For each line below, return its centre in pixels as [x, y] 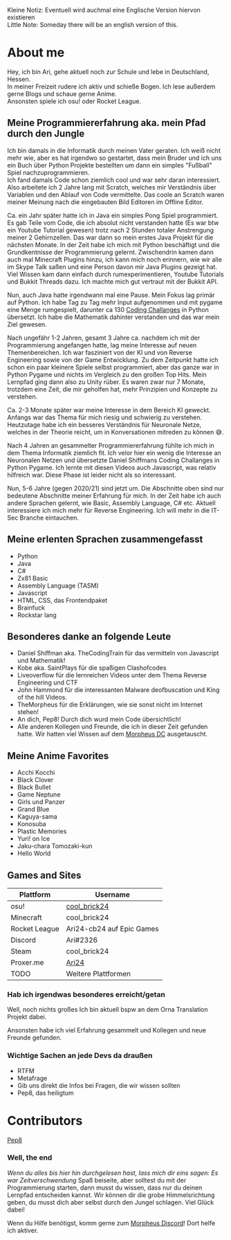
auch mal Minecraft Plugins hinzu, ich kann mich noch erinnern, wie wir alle [115, 259]
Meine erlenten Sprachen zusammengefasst [105, 539]
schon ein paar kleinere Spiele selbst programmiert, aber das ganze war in [113, 367]
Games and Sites [44, 875]
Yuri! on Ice [34, 839]
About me [36, 53]
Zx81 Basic [33, 578]
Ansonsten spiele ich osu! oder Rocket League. [74, 101]
